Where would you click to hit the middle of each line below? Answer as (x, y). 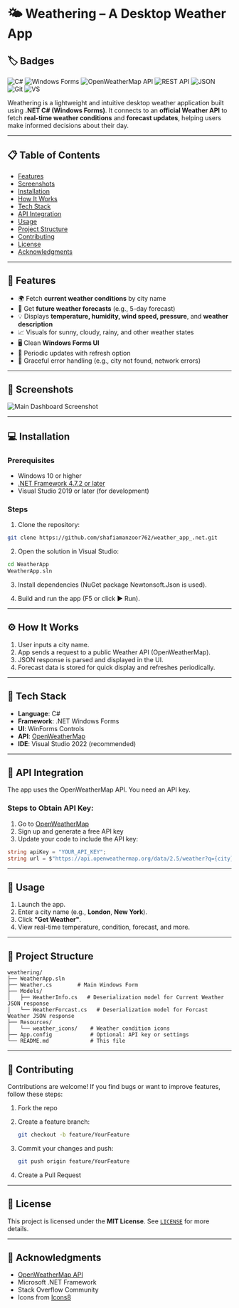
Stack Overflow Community (58, 1290)
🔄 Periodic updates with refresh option (74, 353)
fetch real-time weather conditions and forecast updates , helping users (115, 118)
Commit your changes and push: (65, 1148)
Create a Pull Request (49, 1175)
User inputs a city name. (53, 644)
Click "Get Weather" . (49, 920)
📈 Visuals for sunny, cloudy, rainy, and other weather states (106, 332)
